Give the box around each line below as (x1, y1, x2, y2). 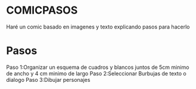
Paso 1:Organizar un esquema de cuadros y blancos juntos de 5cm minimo (6, 63, 189, 71)
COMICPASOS (6, 4, 78, 17)
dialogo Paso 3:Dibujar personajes (6, 76, 91, 83)
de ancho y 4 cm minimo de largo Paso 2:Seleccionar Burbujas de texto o (6, 69, 186, 77)
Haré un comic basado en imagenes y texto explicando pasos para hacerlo (6, 23, 190, 30)
